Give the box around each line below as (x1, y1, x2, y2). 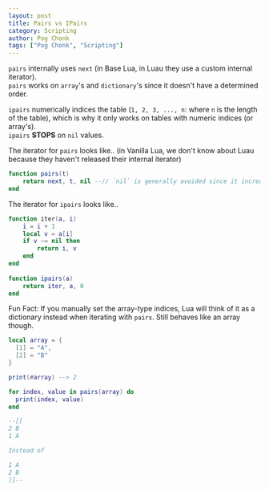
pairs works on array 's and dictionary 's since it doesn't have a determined (8, 81, 259, 91)
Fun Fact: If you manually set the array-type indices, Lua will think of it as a (8, 304, 255, 314)
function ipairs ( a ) (8, 274, 74, 282)
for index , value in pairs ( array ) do (8, 388, 134, 396)
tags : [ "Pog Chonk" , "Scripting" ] (8, 42, 124, 50)
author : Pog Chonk (8, 34, 70, 43)
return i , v (37, 245, 78, 253)
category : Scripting (8, 26, 78, 34)
